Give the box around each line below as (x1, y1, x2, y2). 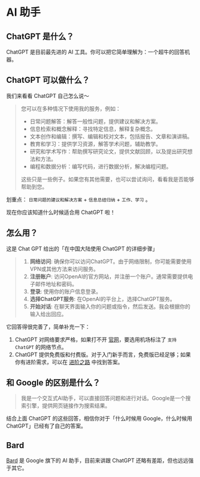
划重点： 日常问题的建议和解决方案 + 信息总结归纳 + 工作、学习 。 (6, 196, 151, 203)
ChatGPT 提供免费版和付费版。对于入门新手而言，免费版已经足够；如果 (14, 351, 192, 358)
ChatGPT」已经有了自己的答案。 (6, 422, 87, 430)
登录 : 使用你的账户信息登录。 (29, 288, 102, 295)
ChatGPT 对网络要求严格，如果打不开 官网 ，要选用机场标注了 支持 (14, 336, 177, 343)
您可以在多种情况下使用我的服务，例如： (20, 105, 121, 112)
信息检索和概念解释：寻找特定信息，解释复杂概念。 (29, 125, 156, 132)
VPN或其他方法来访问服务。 (29, 265, 99, 272)
